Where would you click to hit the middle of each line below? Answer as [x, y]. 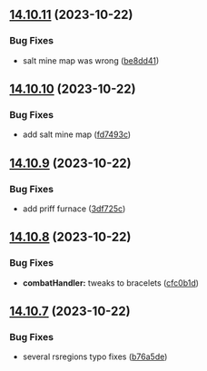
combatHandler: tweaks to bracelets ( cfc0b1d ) [111, 283]
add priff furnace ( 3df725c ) [74, 209]
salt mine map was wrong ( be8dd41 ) [91, 60]
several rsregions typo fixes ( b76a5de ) [95, 356]
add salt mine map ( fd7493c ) [77, 134]
